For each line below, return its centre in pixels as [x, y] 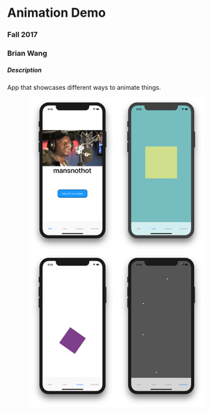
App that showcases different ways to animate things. [84, 87]
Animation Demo [57, 13]
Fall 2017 [23, 35]
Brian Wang [27, 54]
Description [25, 70]
